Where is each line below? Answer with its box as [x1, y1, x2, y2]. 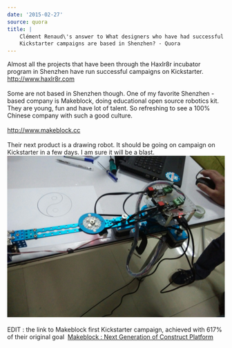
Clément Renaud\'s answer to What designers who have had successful [19, 33, 224, 40]
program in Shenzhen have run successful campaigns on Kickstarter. [7, 68, 204, 76]
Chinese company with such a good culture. [7, 111, 133, 120]
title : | [7, 26, 32, 32]
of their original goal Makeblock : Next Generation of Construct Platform [7, 332, 214, 341]
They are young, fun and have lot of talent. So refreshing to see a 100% [7, 104, 211, 113]
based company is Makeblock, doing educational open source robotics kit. [7, 97, 220, 105]
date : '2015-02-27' [7, 11, 64, 18]
